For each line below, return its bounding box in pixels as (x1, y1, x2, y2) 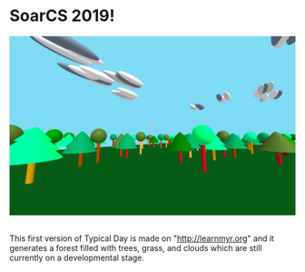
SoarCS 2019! (9, 5, 115, 26)
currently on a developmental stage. (9, 252, 145, 264)
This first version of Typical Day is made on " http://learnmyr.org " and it (9, 233, 275, 244)
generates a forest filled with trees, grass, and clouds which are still (9, 243, 262, 254)
